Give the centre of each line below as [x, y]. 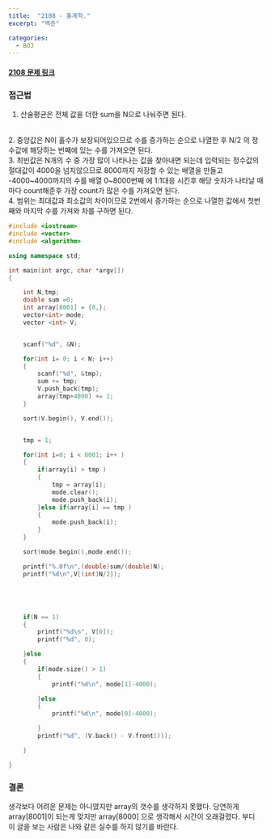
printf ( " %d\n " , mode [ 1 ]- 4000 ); [104, 684]
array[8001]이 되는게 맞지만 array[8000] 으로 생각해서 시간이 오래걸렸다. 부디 [132, 816]
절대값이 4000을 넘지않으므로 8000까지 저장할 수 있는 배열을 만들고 [116, 171]
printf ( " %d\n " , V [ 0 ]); [76, 632]
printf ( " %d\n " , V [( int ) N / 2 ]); [72, 574]
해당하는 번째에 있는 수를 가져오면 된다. [91, 150]
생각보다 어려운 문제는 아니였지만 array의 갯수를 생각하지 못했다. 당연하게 [124, 806]
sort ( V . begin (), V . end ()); [68, 418]
